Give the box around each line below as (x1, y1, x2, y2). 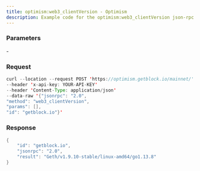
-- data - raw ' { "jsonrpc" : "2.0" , (6, 93, 87, 99)
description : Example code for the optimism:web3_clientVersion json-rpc (6, 14, 195, 20)
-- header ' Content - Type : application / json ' (6, 87, 117, 93)
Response (6, 124, 36, 132)
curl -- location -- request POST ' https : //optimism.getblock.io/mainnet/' (6, 76, 195, 83)
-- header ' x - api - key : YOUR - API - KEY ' (6, 81, 98, 87)
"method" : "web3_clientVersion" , (6, 98, 90, 105)
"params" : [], (6, 104, 42, 110)
